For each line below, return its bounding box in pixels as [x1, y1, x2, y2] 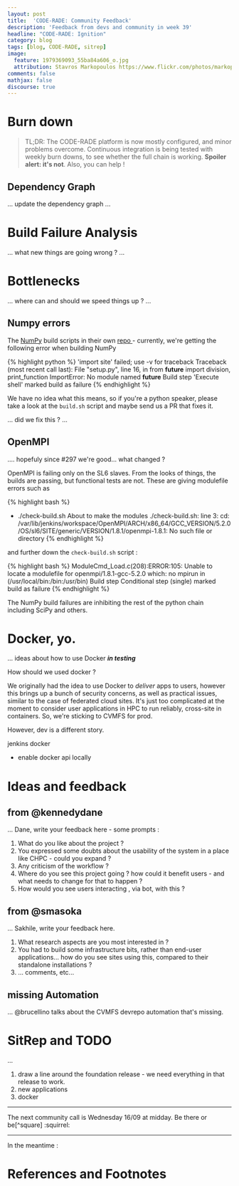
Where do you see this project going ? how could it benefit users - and [17, 869, 225, 878]
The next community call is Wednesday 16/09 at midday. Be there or [7, 1113, 208, 1121]
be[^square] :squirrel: [7, 1121, 70, 1129]
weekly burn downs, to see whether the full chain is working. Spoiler [24, 152, 226, 161]
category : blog [7, 37, 53, 44]
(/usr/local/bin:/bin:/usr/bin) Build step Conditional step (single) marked [7, 577, 216, 585]
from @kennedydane [7, 807, 103, 819]
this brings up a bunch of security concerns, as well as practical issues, [7, 689, 218, 698]
